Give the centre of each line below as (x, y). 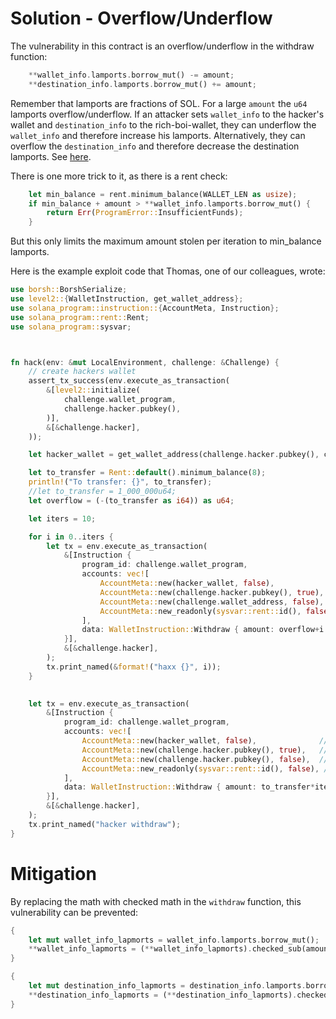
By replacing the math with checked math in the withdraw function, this (156, 901)
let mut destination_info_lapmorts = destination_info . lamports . (167, 986)
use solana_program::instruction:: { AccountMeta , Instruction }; (145, 308)
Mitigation (53, 873)
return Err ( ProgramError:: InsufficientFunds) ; (145, 213)
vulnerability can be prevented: (74, 912)
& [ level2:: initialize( (93, 390)
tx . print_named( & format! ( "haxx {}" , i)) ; (134, 667)
